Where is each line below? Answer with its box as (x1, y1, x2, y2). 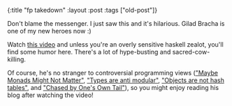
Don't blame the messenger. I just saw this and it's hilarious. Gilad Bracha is (7, 20, 225, 27)
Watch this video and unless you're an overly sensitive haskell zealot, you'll (7, 40, 224, 48)
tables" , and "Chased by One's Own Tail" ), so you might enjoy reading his (7, 84, 219, 91)
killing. (7, 55, 27, 63)
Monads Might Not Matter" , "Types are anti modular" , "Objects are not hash (7, 76, 225, 84)
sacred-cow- (172, 48, 210, 56)
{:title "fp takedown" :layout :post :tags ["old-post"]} (7, 6, 158, 14)
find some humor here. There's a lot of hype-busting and (7, 48, 171, 56)
